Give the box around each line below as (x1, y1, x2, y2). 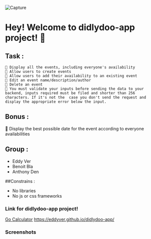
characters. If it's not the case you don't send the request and (5, 95, 147, 100)
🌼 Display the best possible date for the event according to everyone (5, 125, 144, 131)
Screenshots (5, 229, 36, 236)
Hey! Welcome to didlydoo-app (5, 22, 135, 33)
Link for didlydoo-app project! (5, 205, 79, 212)
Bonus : (5, 113, 29, 121)
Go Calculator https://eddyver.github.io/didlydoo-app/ (5, 216, 115, 222)
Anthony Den (12, 169, 39, 175)
